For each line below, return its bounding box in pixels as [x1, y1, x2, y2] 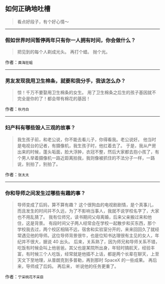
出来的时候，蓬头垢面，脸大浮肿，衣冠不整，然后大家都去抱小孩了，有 [17, 149, 160, 155]
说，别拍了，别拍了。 [17, 161, 60, 167]
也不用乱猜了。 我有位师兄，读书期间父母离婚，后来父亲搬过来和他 [17, 214, 152, 220]
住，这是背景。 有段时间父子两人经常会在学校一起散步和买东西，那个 [17, 221, 156, 226]
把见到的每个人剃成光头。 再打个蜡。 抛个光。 [17, 49, 110, 55]
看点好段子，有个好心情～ [17, 19, 69, 25]
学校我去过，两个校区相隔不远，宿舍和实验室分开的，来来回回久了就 [17, 226, 155, 232]
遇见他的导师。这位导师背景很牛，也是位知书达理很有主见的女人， [21, 233, 155, 238]
